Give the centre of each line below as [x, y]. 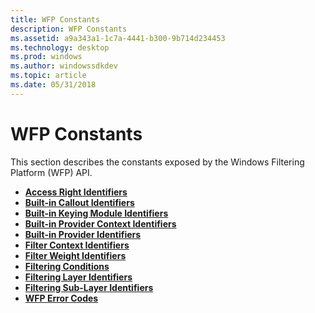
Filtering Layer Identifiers [78, 277]
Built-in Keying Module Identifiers [96, 213]
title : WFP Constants [55, 19]
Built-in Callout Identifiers [79, 202]
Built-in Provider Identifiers [83, 234]
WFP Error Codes [61, 298]
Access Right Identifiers [76, 192]
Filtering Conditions [67, 266]
